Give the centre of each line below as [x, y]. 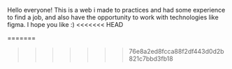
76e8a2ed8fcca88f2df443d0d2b [177, 51]
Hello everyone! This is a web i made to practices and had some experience [116, 10]
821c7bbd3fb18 [151, 59]
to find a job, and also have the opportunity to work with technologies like [113, 17]
